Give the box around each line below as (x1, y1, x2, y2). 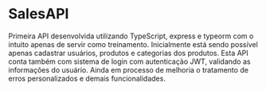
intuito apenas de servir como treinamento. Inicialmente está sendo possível (8, 39, 259, 49)
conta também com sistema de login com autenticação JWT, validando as (8, 57, 251, 66)
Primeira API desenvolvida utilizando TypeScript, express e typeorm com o (8, 31, 254, 41)
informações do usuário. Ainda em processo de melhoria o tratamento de (8, 65, 249, 74)
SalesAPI (8, 5, 69, 23)
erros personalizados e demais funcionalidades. (8, 73, 166, 83)
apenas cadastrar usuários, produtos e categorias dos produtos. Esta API (8, 48, 248, 57)
